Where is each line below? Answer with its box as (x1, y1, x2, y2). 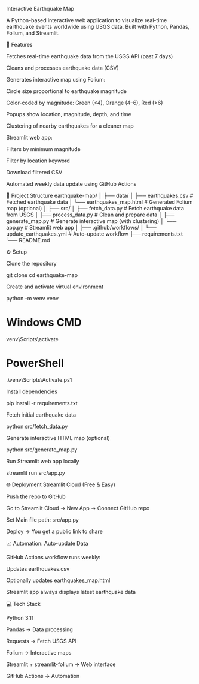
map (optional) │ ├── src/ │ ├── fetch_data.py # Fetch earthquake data (6, 205, 184, 212)
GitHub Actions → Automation (6, 672, 80, 679)
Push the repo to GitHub (6, 493, 66, 500)
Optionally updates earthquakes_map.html (6, 577, 111, 584)
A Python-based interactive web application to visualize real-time (6, 17, 167, 23)
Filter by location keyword (6, 157, 70, 164)
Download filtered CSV (6, 169, 63, 176)
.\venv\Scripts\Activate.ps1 (6, 376, 72, 383)
